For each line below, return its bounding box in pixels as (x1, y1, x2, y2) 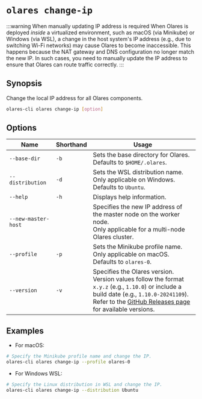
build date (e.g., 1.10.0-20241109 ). (93, 290, 189, 298)
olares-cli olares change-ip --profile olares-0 (6, 359, 130, 365)
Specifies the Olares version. (93, 268, 174, 276)
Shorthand (56, 140, 87, 149)
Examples (6, 325, 44, 336)
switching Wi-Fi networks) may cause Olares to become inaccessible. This (6, 42, 191, 49)
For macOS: (14, 342, 44, 349)
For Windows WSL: (14, 370, 63, 377)
